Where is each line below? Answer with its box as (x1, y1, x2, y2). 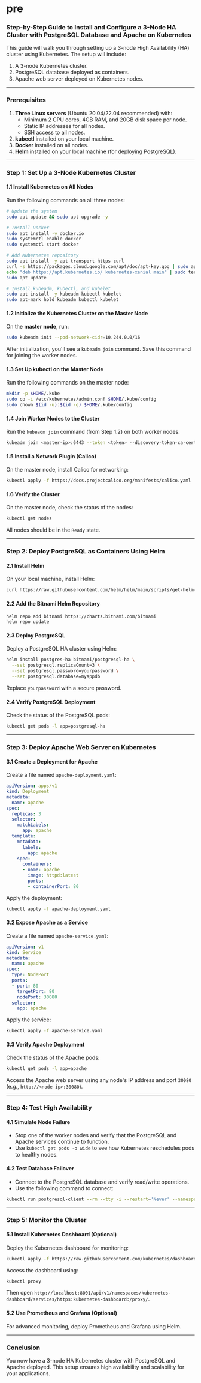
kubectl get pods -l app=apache (6, 1066, 87, 1072)
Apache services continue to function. (14, 1138, 109, 1146)
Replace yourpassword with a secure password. (6, 684, 121, 691)
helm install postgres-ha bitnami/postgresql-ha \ (6, 657, 135, 663)
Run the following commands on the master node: (6, 379, 129, 386)
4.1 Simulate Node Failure (6, 1118, 71, 1125)
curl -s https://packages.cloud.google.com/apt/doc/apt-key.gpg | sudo (6, 263, 188, 269)
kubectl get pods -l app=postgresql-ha (6, 723, 106, 729)
